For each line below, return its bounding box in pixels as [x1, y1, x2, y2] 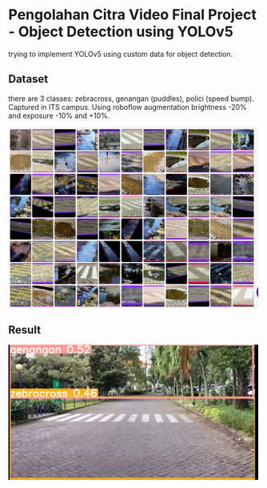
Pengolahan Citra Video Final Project [8, 6, 257, 24]
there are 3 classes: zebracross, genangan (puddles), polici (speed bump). [8, 94, 254, 103]
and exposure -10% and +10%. [8, 111, 110, 120]
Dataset [8, 72, 49, 86]
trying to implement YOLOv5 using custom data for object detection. [8, 49, 233, 58]
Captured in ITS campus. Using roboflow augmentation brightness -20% [8, 102, 248, 111]
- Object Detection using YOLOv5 [8, 22, 233, 41]
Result [8, 323, 42, 337]
